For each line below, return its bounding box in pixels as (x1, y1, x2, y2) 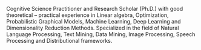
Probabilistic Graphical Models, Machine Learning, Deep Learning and (6, 18, 181, 25)
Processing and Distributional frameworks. (6, 37, 113, 44)
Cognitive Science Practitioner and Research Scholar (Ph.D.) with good (6, 5, 183, 12)
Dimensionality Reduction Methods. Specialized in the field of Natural (6, 24, 179, 31)
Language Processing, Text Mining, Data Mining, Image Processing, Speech (6, 31, 196, 38)
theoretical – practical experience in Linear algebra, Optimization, (6, 11, 169, 19)
